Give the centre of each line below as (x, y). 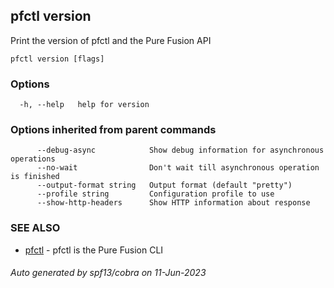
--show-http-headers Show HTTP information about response (173, 203)
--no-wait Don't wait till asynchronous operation (178, 168)
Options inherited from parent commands (113, 130)
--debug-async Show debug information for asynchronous (180, 150)
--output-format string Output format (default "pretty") (164, 185)
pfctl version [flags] (57, 59)
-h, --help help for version (84, 105)
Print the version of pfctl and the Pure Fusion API (111, 40)
